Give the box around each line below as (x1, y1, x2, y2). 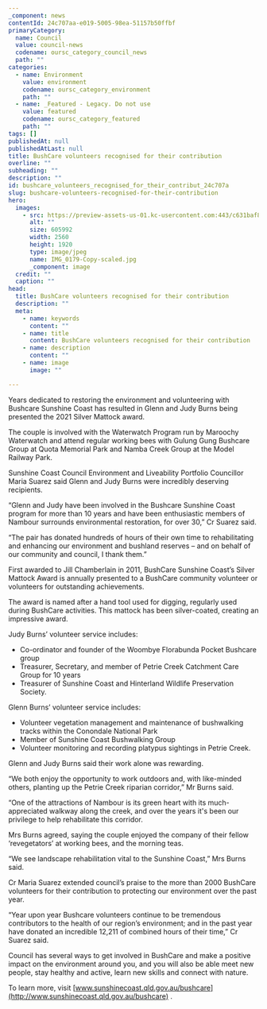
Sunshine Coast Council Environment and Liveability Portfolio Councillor (8, 468, 244, 477)
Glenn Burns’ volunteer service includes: (8, 702, 141, 712)
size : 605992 (29, 226, 73, 234)
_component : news (8, 11, 66, 20)
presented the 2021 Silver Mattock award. (8, 412, 145, 421)
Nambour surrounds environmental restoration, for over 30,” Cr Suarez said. (8, 517, 257, 527)
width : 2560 (29, 234, 69, 242)
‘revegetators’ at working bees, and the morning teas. (8, 838, 184, 848)
